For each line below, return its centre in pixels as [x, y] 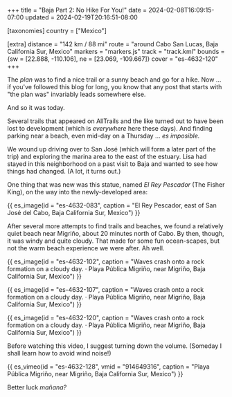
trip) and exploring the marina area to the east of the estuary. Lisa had [107, 156]
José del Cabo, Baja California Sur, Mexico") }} [74, 213]
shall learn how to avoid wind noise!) [60, 353]
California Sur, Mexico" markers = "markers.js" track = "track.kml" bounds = [116, 52]
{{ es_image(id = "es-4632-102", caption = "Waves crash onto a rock [106, 261]
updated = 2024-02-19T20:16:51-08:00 [82, 17]
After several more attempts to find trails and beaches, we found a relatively [115, 226]
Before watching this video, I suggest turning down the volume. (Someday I [115, 346]
